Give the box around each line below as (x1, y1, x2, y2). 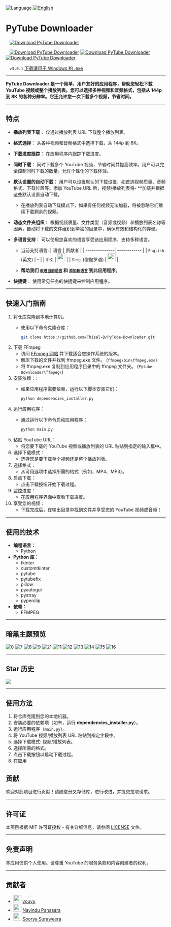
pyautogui (20, 587, 42, 592)
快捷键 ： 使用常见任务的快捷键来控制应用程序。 (13, 278, 113, 284)
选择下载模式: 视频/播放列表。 (13, 739, 76, 745)
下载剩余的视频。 (25, 208, 61, 215)
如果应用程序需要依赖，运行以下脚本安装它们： (20, 386, 119, 392)
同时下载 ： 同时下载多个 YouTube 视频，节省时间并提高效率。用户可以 (13, 161, 160, 167)
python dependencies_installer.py (20, 396, 94, 401)
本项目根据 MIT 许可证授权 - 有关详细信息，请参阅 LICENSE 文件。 (6, 824, 144, 830)
